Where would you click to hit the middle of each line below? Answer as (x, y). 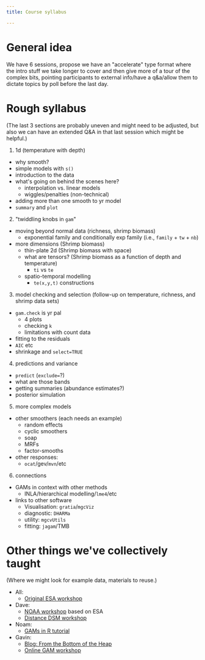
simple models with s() (45, 168)
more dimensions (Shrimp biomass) (60, 244)
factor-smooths (44, 450)
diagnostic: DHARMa (47, 513)
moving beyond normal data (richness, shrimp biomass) (85, 231)
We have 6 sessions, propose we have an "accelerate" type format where (99, 64)
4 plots (33, 319)
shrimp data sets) (37, 301)
